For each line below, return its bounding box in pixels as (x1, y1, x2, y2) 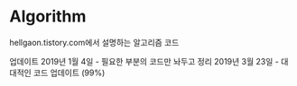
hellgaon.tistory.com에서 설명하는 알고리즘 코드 (9, 37, 180, 47)
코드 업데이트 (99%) (32, 67, 106, 78)
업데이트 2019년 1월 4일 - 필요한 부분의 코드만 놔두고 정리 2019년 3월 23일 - (9, 56, 280, 66)
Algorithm (9, 6, 87, 27)
